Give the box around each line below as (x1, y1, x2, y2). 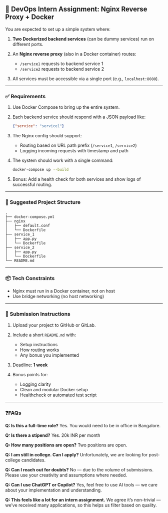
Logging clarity (19, 381, 51, 387)
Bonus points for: (12, 371, 48, 377)
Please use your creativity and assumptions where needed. (5, 472, 127, 478)
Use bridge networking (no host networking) (12, 294, 104, 300)
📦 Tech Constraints (5, 275, 55, 282)
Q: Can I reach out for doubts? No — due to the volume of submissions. (5, 467, 154, 473)
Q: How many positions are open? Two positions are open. (5, 442, 127, 448)
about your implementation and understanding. (5, 487, 102, 493)
